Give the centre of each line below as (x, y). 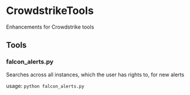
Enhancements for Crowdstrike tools (50, 27)
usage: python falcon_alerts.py (45, 86)
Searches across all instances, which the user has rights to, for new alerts (95, 75)
